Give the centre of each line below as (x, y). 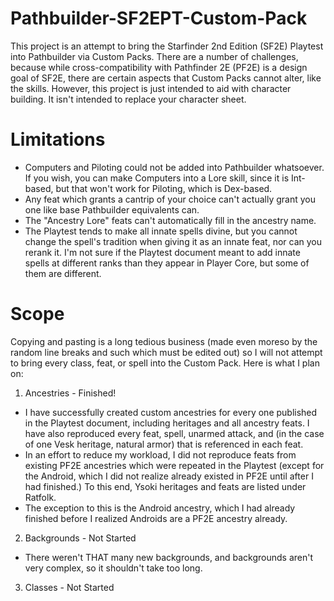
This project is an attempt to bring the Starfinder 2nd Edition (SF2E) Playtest (167, 46)
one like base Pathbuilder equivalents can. (112, 209)
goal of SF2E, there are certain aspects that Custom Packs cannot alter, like (166, 78)
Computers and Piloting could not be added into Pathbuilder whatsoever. (174, 167)
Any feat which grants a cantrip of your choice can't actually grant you (170, 199)
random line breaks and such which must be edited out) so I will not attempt (166, 352)
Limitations (58, 139)
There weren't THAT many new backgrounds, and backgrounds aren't (169, 557)
